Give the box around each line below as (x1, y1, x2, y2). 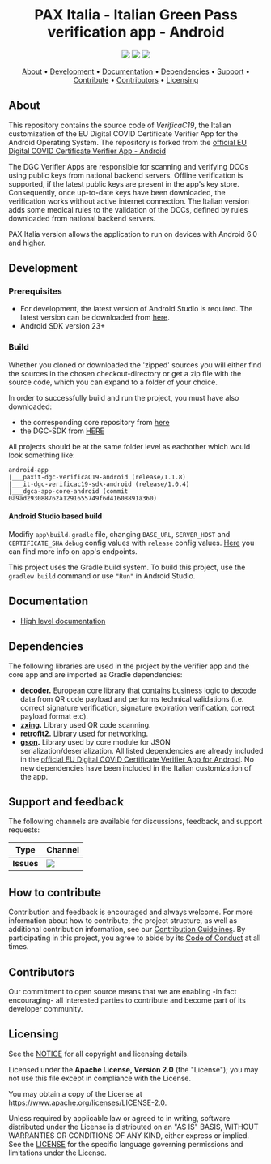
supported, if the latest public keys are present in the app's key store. (8, 178, 240, 188)
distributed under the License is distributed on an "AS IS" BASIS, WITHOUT (8, 1122, 259, 1132)
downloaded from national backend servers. (8, 213, 156, 223)
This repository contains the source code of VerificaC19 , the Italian (8, 120, 231, 130)
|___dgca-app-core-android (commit (8, 487, 129, 496)
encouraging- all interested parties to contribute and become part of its (8, 995, 247, 1005)
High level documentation (19, 616, 106, 625)
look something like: (8, 450, 75, 460)
